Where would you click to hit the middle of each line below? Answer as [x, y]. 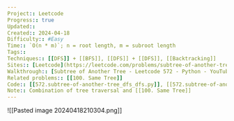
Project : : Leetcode [36, 13]
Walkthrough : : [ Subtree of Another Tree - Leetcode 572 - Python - [107, 71]
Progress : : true [31, 20]
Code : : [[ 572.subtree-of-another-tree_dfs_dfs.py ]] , [85, 84]
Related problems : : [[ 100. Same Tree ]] [65, 78]
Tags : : [17, 53]
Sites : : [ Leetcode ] [36, 65]
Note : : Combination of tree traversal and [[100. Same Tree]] [99, 91]
